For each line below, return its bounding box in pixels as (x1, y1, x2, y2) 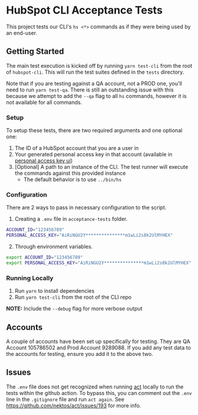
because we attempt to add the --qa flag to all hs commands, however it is (6, 92, 187, 99)
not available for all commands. (6, 99, 83, 106)
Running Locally (6, 274, 54, 282)
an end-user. (6, 29, 37, 36)
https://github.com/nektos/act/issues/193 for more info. (6, 402, 141, 409)
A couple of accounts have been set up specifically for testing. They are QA (6, 338, 190, 345)
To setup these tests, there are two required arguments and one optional (6, 127, 183, 134)
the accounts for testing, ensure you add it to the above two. (6, 350, 154, 357)
